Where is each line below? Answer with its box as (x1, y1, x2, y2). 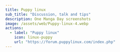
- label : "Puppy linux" (10, 30, 59, 35)
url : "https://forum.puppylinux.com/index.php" (14, 40, 115, 45)
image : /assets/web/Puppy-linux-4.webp (5, 21, 89, 26)
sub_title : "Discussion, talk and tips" (5, 12, 91, 17)
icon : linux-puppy (14, 35, 53, 40)
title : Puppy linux (5, 7, 46, 12)
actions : (5, 26, 24, 31)
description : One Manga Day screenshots (5, 16, 91, 21)
